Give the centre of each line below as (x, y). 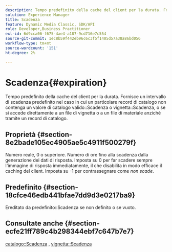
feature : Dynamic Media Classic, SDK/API (50, 24)
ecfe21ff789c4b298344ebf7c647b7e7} (70, 231)
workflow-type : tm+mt (28, 43)
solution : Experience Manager (38, 15)
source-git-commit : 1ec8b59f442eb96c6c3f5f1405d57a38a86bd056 (73, 39)
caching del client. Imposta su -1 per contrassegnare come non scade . (80, 171)
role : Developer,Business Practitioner (48, 29)
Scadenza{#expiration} (56, 83)
